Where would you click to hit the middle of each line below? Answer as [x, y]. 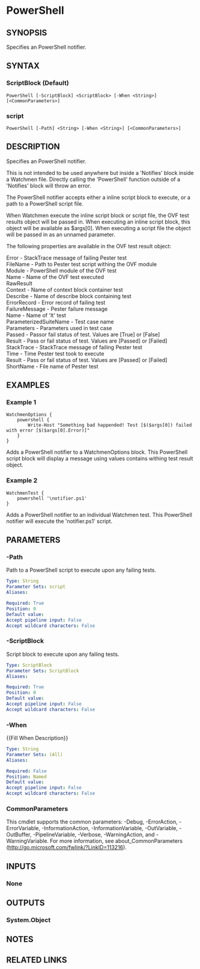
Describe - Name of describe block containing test [69, 296]
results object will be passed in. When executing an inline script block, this [98, 222]
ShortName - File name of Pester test [52, 366]
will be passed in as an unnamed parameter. [61, 234]
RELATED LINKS [37, 960]
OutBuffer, [19, 835]
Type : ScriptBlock [29, 665]
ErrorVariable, [23, 828]
